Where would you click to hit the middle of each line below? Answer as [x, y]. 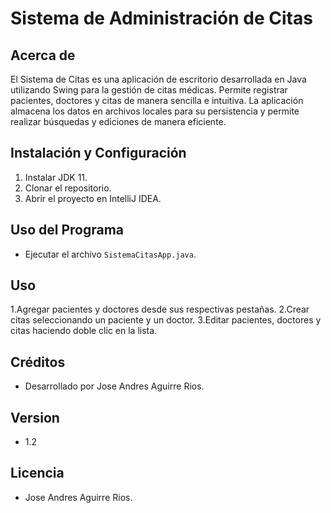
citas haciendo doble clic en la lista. [84, 331]
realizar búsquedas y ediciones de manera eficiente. [118, 121]
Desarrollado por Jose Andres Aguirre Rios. [114, 386]
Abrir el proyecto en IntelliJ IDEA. [93, 198]
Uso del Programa [67, 230]
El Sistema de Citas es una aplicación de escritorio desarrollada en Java [158, 79]
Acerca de [43, 55]
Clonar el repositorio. [68, 188]
